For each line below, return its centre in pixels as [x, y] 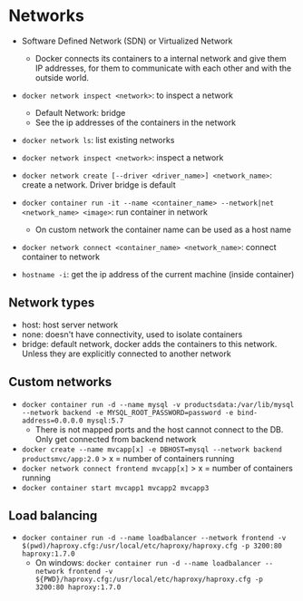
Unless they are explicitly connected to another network [127, 354]
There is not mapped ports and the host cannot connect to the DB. [159, 429]
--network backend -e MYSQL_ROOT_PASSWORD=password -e [127, 412]
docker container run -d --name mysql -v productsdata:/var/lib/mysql [158, 404]
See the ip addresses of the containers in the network [136, 122]
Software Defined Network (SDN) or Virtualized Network [127, 41]
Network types [52, 303]
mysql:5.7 [105, 421]
